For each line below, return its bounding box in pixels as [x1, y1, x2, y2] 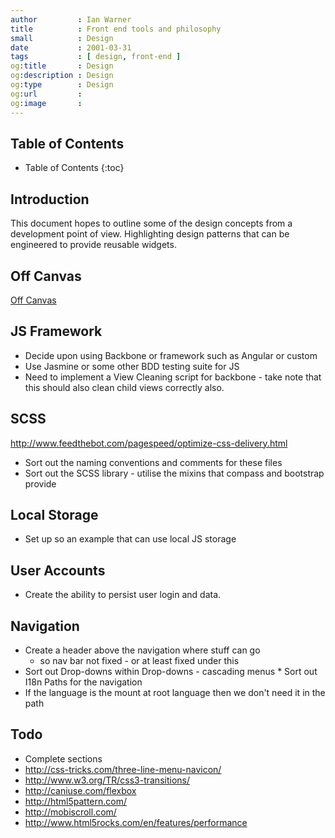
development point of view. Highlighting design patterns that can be [10, 228, 290, 240]
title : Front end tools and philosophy [10, 24, 222, 34]
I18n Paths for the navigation [24, 676, 143, 688]
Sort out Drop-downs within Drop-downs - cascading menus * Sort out [24, 666, 318, 677]
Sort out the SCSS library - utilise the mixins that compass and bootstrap [24, 467, 325, 479]
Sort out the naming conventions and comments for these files [24, 456, 283, 468]
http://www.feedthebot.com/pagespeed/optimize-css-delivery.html [10, 437, 288, 449]
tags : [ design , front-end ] [10, 52, 182, 62]
